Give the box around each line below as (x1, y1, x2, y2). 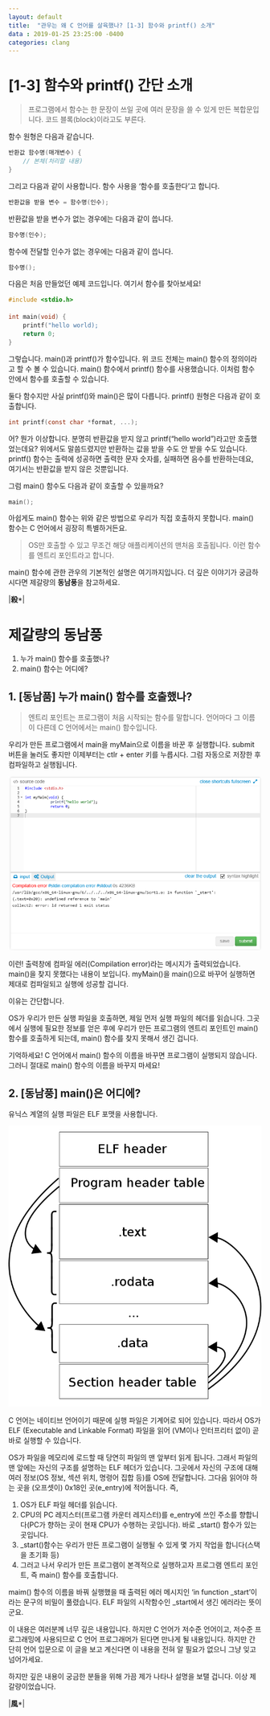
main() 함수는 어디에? (19, 664, 88, 674)
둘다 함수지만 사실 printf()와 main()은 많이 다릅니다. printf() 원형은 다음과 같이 (8, 390, 253, 401)
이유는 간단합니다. (8, 996, 65, 1006)
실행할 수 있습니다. (22, 1435, 82, 1445)
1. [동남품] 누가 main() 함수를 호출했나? (8, 689, 193, 703)
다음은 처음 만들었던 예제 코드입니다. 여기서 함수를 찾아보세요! (8, 279, 202, 288)
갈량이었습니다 (8, 1681, 55, 1691)
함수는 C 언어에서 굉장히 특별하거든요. (8, 523, 128, 533)
